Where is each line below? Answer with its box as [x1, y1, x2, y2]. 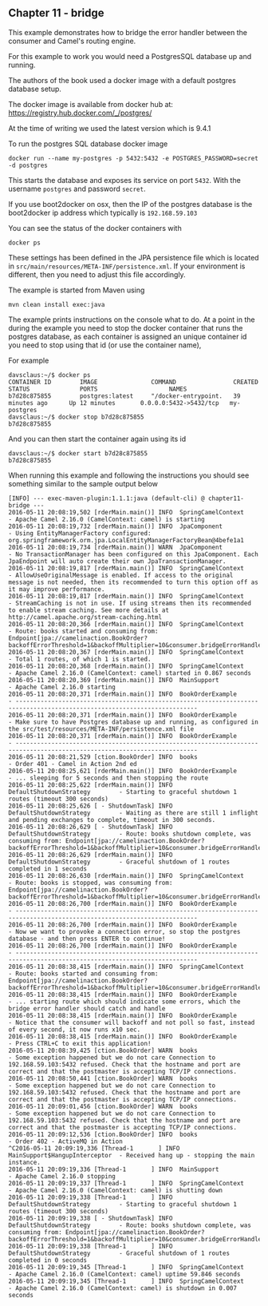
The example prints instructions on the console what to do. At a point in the [8, 315, 255, 324]
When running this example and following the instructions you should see [8, 470, 250, 480]
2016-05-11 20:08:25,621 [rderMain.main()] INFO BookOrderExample [8, 767, 238, 775]
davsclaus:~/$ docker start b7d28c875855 [8, 449, 148, 458]
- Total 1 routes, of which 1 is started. [8, 655, 152, 663]
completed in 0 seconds [8, 1256, 88, 1264]
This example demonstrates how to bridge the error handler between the [8, 27, 247, 37]
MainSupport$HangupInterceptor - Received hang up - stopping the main [8, 1151, 255, 1159]
